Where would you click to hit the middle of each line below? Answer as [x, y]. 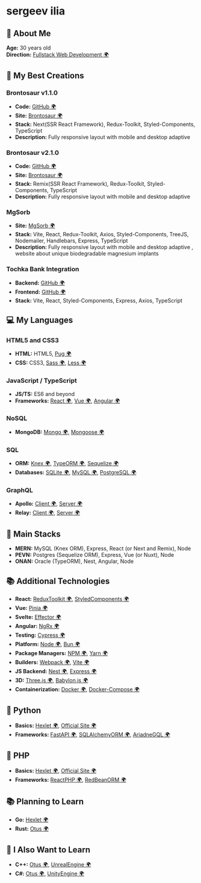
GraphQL [20, 491]
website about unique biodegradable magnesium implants [87, 254]
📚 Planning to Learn [45, 802]
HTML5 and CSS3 [32, 340]
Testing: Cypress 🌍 [40, 635]
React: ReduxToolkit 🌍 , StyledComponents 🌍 [72, 599]
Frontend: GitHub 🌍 [40, 292]
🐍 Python [24, 710]
